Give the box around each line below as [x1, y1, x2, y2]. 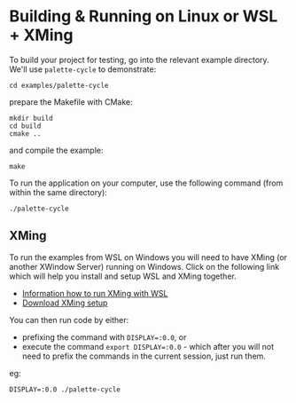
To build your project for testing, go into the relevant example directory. [9, 54, 269, 65]
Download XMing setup [21, 297, 108, 308]
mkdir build [9, 114, 53, 122]
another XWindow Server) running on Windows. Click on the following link [9, 261, 280, 272]
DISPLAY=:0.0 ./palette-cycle [9, 384, 121, 394]
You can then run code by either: [9, 314, 129, 325]
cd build [9, 122, 42, 130]
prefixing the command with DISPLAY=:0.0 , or [21, 331, 187, 343]
